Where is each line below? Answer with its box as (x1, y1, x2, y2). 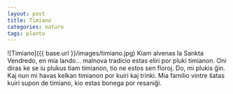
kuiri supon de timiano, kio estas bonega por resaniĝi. (7, 79, 162, 88)
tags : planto (7, 29, 45, 37)
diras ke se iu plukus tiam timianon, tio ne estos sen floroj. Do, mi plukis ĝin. (7, 64, 225, 72)
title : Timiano (7, 17, 52, 24)
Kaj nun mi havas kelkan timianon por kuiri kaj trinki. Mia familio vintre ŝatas (7, 72, 225, 80)
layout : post (7, 10, 45, 18)
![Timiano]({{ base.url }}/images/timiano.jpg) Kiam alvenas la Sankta (7, 49, 204, 58)
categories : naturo (7, 23, 64, 30)
